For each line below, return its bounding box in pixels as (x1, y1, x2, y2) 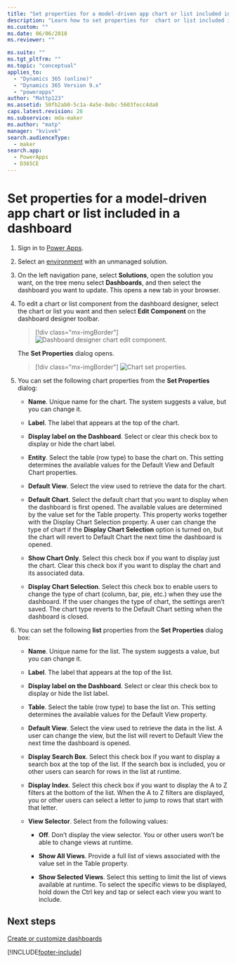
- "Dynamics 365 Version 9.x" (13, 82, 102, 89)
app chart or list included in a (7, 205, 181, 221)
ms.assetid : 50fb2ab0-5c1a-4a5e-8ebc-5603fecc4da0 (7, 101, 159, 109)
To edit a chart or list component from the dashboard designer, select (17, 299, 219, 308)
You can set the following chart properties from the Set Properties (17, 376, 210, 384)
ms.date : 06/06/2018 (7, 30, 68, 37)
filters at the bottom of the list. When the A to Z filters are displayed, (27, 788, 225, 796)
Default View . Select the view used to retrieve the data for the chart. (27, 481, 227, 490)
